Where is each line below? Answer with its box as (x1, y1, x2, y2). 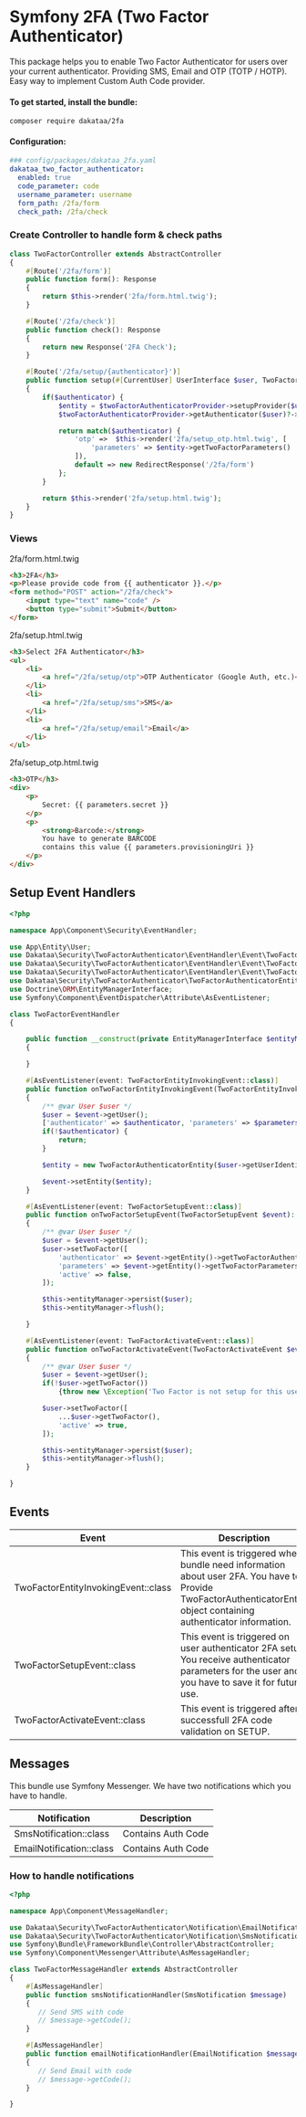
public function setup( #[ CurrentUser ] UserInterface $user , (25, 376, 259, 385)
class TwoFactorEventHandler (9, 1009, 120, 1019)
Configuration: (9, 135, 66, 147)
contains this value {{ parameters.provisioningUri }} (42, 843, 255, 852)
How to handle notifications (9, 1869, 135, 1882)
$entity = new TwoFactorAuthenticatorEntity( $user (42, 1160, 239, 1170)
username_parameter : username (17, 190, 132, 199)
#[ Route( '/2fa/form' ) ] (25, 267, 112, 276)
